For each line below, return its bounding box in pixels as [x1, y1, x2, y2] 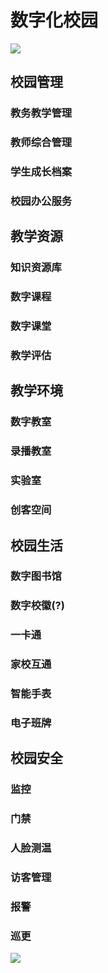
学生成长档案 [10, 165, 73, 179]
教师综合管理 [10, 136, 73, 150]
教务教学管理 [10, 106, 73, 120]
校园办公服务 [10, 194, 73, 208]
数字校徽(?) [10, 599, 65, 613]
